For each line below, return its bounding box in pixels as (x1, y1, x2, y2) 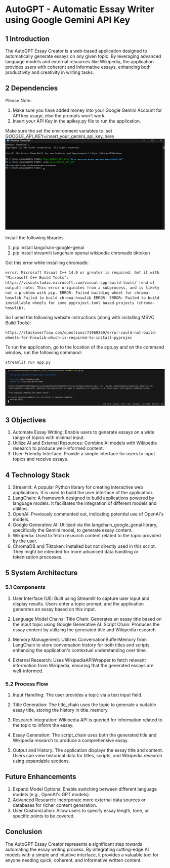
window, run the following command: (5, 349, 82, 355)
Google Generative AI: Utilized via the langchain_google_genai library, (12, 522, 158, 528)
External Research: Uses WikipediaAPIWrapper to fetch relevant (12, 657, 146, 663)
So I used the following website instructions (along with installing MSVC (5, 314, 155, 320)
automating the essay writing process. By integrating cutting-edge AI (5, 846, 149, 852)
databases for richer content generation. (12, 802, 98, 808)
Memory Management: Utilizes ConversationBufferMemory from (12, 636, 147, 642)
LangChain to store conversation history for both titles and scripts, (12, 641, 151, 648)
